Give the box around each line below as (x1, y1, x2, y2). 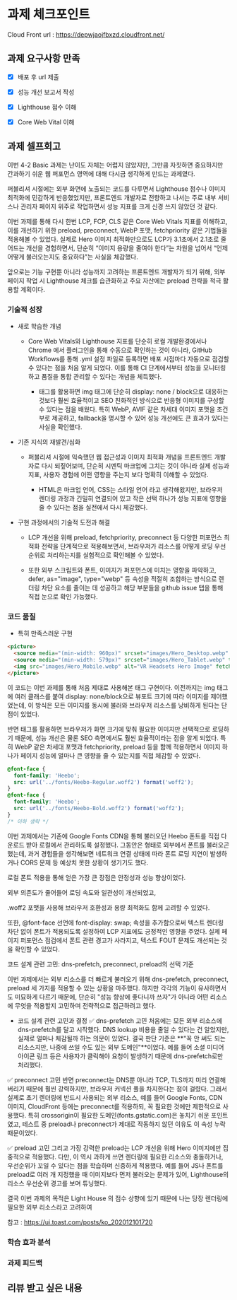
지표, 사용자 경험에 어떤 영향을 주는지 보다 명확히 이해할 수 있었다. (28, 471, 209, 479)
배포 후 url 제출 (17, 72, 60, 81)
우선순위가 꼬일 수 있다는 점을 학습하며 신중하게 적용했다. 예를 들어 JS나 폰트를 (7, 1161, 224, 1170)
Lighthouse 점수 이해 (17, 103, 77, 111)
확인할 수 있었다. (14, 944, 60, 953)
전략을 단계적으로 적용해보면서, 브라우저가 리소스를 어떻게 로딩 (41, 542, 213, 551)
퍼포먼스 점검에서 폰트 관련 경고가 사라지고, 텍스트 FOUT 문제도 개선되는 (20, 936, 220, 944)
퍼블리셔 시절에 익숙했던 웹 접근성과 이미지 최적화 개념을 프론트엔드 (28, 453, 213, 462)
